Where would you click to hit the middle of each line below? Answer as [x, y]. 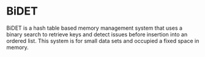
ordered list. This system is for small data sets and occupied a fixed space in [103, 41]
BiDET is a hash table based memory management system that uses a [94, 28]
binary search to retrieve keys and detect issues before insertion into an [97, 34]
